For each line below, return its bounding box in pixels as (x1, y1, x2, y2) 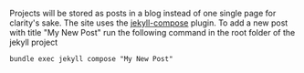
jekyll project (9, 36, 58, 47)
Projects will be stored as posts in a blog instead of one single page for (9, 8, 277, 18)
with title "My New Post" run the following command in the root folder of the (9, 27, 296, 37)
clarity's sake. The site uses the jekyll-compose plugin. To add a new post (9, 17, 288, 28)
